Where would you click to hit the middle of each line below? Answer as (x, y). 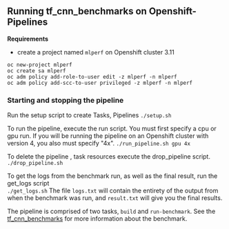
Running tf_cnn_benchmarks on (77, 11)
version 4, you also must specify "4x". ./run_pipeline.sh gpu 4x (99, 143)
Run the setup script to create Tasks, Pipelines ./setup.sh (89, 115)
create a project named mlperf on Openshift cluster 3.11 (96, 52)
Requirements (28, 39)
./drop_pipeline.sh (35, 163)
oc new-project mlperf (40, 65)
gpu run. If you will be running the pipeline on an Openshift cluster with (108, 136)
